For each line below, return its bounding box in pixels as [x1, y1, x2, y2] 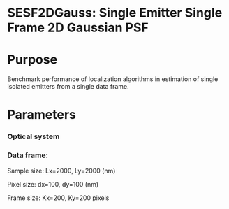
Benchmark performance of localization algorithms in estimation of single [7, 75, 219, 83]
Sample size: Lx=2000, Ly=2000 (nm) [7, 166, 116, 175]
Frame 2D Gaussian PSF [7, 20, 149, 36]
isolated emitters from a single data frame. [7, 82, 129, 91]
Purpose [7, 52, 58, 68]
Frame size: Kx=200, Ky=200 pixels [7, 194, 110, 202]
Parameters [7, 107, 77, 123]
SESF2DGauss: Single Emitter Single [7, 5, 223, 21]
